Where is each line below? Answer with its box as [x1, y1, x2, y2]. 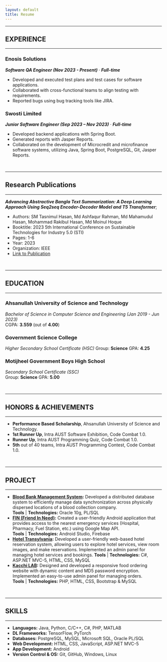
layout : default [5, 7, 39, 12]
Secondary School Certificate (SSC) [5, 369, 80, 375]
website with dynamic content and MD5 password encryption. [12, 568, 140, 574]
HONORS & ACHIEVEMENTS [5, 403, 94, 412]
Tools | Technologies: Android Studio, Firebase [12, 531, 110, 537]
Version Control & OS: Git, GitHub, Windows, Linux [12, 651, 117, 657]
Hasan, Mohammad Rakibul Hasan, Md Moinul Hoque [12, 219, 122, 225]
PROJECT [5, 476, 36, 485]
